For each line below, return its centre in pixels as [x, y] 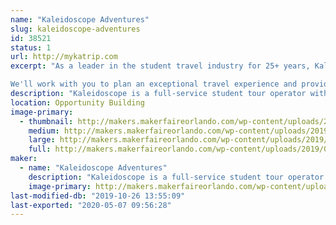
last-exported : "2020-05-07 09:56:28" [91, 205]
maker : [24, 159]
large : [42, 140]
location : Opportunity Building [77, 102]
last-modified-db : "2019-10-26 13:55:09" [98, 196]
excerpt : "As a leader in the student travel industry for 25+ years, [160, 66]
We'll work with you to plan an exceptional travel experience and [154, 84]
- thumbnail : [46, 121]
